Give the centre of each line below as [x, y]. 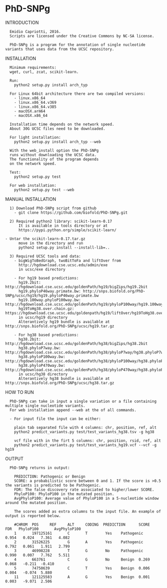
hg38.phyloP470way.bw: [42, 365]
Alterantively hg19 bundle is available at [64, 322]
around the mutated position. [37, 503]
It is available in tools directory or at [63, 226]
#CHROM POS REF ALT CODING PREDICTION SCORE [82, 525]
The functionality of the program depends [54, 159]
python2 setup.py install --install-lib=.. [64, 248]
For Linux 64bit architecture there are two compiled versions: [78, 94]
